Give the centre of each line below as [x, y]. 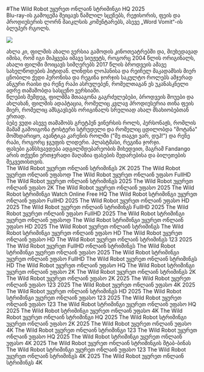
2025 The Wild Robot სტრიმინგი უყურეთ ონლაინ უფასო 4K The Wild [94, 311]
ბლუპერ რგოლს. [28, 28]
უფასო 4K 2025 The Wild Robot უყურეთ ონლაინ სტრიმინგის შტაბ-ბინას [99, 343]
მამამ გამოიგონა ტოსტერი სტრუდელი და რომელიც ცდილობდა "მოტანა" [102, 129]
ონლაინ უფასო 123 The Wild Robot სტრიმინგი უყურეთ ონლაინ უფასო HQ [101, 304]
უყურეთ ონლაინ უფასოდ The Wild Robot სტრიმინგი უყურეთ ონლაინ [95, 220]
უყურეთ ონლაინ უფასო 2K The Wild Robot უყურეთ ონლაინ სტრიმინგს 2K [101, 272]
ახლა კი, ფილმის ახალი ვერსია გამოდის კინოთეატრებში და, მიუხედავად [102, 52]
